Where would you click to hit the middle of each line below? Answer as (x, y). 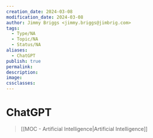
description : (22, 72)
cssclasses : (21, 84)
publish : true (24, 61)
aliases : (17, 50)
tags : (13, 28)
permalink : (20, 67)
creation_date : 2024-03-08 (39, 12)
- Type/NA (23, 34)
